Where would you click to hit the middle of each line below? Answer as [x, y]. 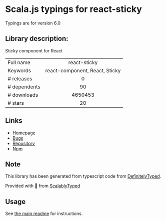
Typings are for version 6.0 [33, 23]
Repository [23, 143]
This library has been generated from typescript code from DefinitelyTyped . [83, 176]
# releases [20, 78]
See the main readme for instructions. [44, 214]
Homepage [24, 133]
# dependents [24, 87]
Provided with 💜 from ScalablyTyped [43, 186]
